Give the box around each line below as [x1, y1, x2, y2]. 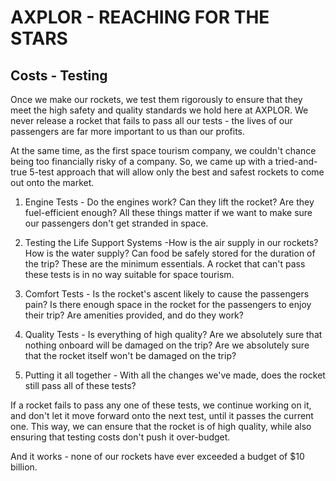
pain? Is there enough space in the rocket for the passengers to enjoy [24, 299, 312, 310]
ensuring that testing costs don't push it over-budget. [10, 431, 231, 443]
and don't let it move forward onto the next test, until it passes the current [10, 410, 314, 421]
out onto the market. [10, 177, 95, 188]
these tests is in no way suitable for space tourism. [24, 269, 235, 280]
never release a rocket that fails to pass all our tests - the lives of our [10, 115, 293, 126]
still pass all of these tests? [24, 380, 137, 391]
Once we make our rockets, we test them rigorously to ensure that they [10, 94, 303, 105]
